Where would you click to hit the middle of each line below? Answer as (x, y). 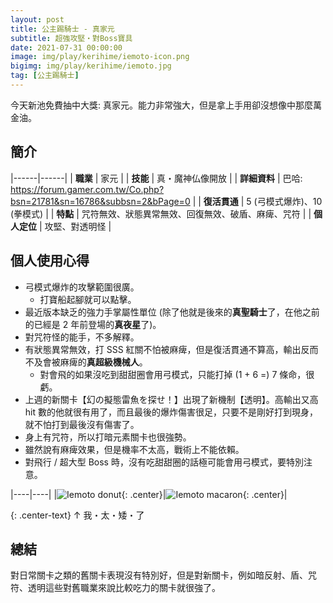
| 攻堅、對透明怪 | (75, 226)
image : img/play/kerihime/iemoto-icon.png (100, 57)
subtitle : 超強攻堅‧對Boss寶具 (71, 38)
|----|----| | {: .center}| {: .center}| (149, 494)
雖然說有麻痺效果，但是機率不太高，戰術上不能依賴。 (134, 449)
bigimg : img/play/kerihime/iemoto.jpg (91, 66)
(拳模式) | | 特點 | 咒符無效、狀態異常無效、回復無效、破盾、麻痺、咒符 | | (161, 213)
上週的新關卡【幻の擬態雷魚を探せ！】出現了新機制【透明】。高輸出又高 (171, 399)
